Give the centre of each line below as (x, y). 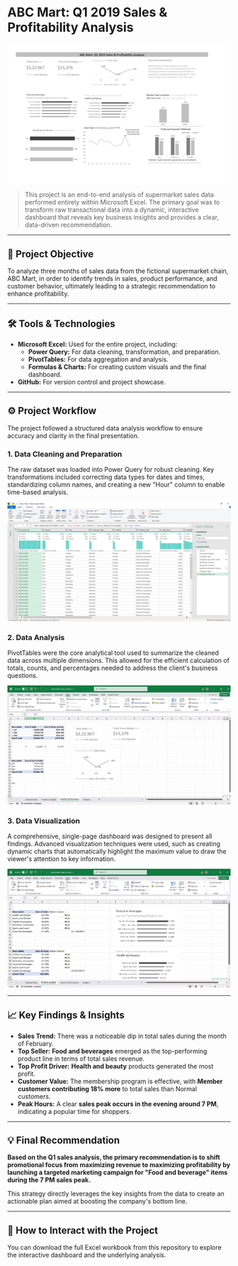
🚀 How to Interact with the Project (83, 1230)
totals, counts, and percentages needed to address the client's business (113, 668)
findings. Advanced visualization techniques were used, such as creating (114, 844)
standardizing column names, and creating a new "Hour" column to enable (116, 485)
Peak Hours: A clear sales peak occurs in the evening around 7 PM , (118, 1104)
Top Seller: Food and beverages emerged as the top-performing (112, 1051)
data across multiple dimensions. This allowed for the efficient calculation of (119, 661)
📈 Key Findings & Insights (66, 1016)
